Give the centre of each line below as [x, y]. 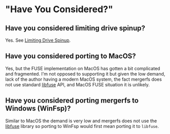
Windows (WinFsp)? [38, 108]
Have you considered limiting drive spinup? [75, 28]
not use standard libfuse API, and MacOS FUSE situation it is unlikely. [77, 84]
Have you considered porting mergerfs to [72, 101]
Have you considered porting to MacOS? [71, 56]
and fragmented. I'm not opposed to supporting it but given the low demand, [85, 74]
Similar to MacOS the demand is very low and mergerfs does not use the [81, 121]
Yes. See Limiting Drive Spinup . [38, 40]
